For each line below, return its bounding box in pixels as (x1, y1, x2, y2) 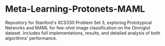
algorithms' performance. (5, 35, 57, 41)
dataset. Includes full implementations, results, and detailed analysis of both (5, 30, 161, 36)
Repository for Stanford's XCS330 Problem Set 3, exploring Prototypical (5, 20, 152, 25)
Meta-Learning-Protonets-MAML (5, 3, 145, 15)
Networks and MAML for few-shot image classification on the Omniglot (5, 24, 151, 30)
